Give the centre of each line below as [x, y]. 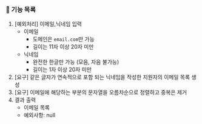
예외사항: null [39, 115]
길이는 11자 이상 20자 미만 [63, 47]
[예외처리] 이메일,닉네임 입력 [48, 24]
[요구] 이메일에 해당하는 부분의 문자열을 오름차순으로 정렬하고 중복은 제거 [101, 92]
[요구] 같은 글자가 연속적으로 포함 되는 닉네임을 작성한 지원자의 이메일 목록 [102, 77]
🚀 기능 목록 [21, 9]
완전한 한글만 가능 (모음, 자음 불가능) [76, 62]
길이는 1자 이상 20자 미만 [62, 70]
